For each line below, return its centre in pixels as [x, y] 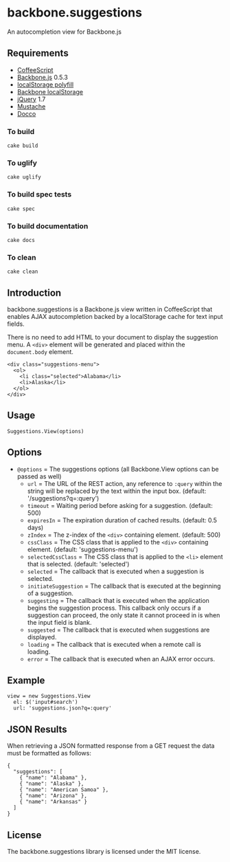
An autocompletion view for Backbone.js [65, 32]
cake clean [23, 272]
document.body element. [41, 352]
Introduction [34, 292]
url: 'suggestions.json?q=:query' [62, 708]
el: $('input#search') [46, 703]
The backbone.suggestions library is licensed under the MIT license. [104, 852]
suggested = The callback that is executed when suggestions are [118, 630]
